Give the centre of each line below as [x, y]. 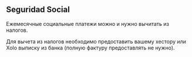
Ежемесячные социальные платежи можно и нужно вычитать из [87, 24]
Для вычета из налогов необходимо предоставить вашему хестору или [96, 41]
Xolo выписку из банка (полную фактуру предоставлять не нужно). [90, 48]
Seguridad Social [38, 10]
